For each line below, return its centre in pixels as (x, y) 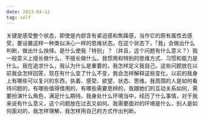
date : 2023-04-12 (28, 12)
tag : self (19, 17)
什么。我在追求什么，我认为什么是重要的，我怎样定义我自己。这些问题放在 (99, 65)
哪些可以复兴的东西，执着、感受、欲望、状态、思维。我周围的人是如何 (104, 81)
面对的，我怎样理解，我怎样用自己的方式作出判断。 (75, 111)
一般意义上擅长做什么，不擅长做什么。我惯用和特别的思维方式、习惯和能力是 (102, 58)
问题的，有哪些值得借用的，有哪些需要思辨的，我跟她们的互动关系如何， (102, 88)
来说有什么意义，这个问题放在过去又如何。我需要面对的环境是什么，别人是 (99, 103)
